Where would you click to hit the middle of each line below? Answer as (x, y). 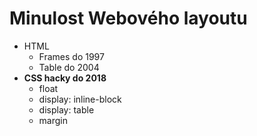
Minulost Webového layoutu (128, 18)
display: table (66, 109)
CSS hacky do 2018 (65, 78)
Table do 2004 (69, 67)
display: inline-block (80, 99)
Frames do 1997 (71, 56)
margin (53, 120)
